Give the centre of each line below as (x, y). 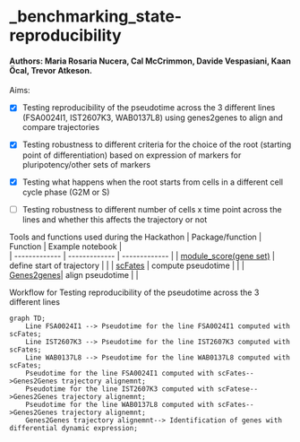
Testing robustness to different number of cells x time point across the (152, 209)
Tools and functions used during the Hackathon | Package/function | (136, 237)
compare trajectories (61, 127)
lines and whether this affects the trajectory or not (115, 219)
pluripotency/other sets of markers (86, 164)
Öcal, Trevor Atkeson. (51, 70)
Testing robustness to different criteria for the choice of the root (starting (157, 144)
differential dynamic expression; (74, 428)
